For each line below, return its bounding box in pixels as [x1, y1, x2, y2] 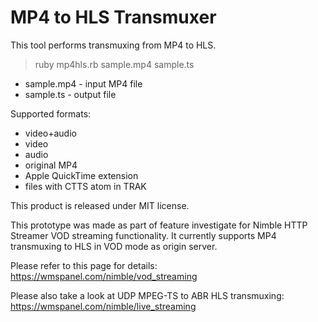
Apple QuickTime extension [24, 169, 139, 181]
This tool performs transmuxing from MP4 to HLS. [10, 39, 217, 51]
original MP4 [24, 159, 78, 171]
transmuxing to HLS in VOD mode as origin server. [10, 240, 218, 252]
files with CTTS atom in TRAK [24, 180, 147, 192]
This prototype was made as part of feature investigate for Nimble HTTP [10, 219, 308, 231]
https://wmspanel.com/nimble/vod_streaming [10, 270, 198, 282]
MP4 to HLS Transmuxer [10, 6, 217, 29]
